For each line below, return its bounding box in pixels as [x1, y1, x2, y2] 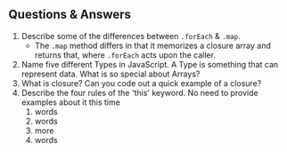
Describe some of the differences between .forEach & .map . [20, 30, 242, 41]
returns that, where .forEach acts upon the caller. [34, 49, 216, 60]
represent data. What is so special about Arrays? [20, 68, 201, 79]
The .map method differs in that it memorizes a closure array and [34, 40, 271, 51]
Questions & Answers [8, 7, 131, 22]
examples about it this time [20, 97, 121, 108]
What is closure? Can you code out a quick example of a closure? [20, 77, 262, 88]
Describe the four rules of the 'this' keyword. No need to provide [20, 87, 259, 98]
